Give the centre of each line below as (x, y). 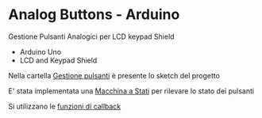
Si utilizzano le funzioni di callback (65, 106)
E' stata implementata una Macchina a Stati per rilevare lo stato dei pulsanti (131, 91)
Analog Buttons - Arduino (94, 15)
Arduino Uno (40, 51)
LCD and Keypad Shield (58, 60)
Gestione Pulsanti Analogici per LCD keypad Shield (91, 36)
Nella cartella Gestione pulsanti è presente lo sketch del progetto (114, 75)
